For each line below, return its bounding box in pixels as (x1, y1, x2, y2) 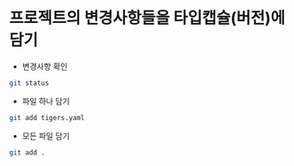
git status (9, 79, 50, 87)
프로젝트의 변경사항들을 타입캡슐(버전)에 (9, 8, 286, 28)
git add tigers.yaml (9, 113, 86, 122)
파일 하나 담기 (21, 95, 70, 106)
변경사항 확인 (21, 61, 68, 72)
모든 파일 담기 (21, 130, 70, 141)
